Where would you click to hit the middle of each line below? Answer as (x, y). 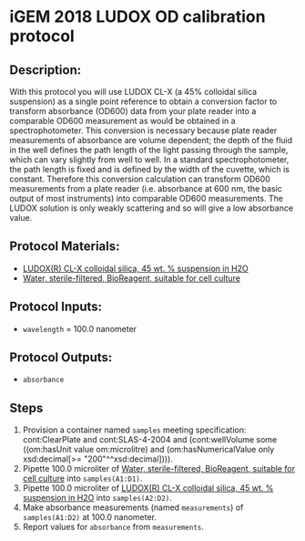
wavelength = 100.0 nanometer (80, 328)
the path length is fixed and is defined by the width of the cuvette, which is (149, 169)
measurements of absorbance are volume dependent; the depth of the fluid (151, 140)
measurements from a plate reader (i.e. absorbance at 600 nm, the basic (146, 188)
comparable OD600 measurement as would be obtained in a (122, 121)
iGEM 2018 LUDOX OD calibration (137, 17)
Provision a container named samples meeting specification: (134, 430)
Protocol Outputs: (61, 358)
